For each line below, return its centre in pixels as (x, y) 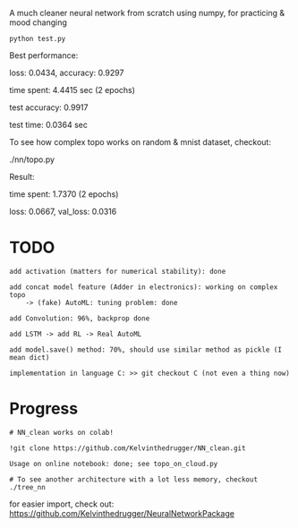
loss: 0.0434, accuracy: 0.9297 (67, 72)
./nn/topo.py (32, 159)
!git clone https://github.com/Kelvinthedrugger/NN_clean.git (128, 448)
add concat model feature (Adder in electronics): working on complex (144, 287)
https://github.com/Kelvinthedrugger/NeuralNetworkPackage (122, 513)
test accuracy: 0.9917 (49, 107)
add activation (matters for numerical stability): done (118, 271)
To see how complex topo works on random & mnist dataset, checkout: (140, 142)
